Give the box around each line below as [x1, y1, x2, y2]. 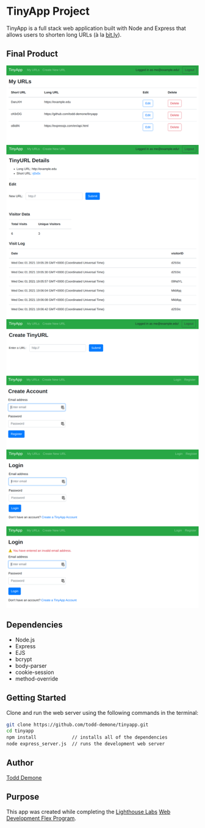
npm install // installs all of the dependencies [6, 734, 168, 741]
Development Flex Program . [6, 815, 76, 822]
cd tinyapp [6, 728, 34, 734]
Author [6, 758, 34, 768]
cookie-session [15, 668, 54, 676]
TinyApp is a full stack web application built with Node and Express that [6, 24, 186, 32]
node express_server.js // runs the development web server [6, 741, 165, 747]
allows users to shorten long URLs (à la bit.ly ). [6, 31, 122, 38]
